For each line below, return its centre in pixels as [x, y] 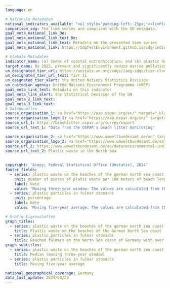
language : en [19, 10]
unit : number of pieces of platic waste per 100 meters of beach [85, 179]
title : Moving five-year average [50, 264]
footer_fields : [21, 170]
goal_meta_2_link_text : [30, 99]
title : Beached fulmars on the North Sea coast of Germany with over [89, 240]
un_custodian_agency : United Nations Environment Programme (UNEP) [78, 85]
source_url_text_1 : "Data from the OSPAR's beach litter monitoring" [80, 127]
